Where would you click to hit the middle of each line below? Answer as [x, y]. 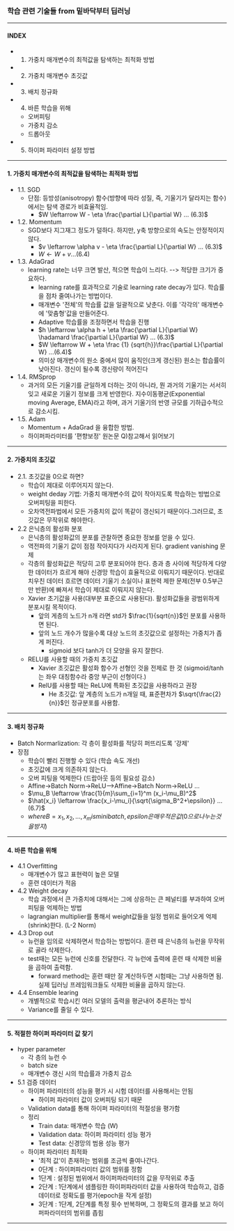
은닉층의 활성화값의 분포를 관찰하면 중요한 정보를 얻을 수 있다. [111, 537]
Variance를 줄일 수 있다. [61, 1010]
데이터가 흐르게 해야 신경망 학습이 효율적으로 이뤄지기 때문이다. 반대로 [130, 572]
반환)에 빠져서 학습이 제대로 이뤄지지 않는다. [95, 589]
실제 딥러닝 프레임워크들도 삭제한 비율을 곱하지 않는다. [112, 985]
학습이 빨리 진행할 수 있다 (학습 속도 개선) [84, 761]
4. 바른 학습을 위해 [32, 850]
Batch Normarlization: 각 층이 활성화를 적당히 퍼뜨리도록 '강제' [103, 744]
